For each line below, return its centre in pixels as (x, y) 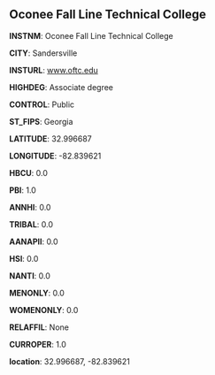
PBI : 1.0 (23, 190)
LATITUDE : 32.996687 (51, 138)
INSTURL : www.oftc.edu (54, 70)
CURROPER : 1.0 (38, 344)
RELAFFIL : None (39, 327)
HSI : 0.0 (24, 258)
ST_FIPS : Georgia (41, 121)
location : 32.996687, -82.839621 (69, 361)
